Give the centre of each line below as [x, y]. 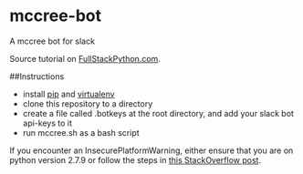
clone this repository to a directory [88, 103]
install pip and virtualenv [69, 94]
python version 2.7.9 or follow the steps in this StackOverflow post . [136, 159]
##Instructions [37, 76]
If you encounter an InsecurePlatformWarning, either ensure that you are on [151, 150]
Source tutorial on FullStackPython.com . [85, 58]
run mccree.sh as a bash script [81, 132]
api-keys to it [47, 123]
